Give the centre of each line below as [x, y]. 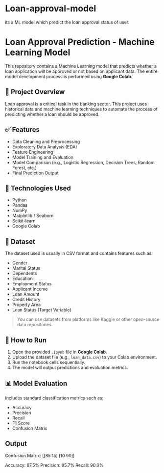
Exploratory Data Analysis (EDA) [45, 147]
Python [19, 200]
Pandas [20, 205]
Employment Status [32, 284]
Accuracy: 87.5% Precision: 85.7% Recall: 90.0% [54, 465]
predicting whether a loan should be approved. [52, 114]
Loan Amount [26, 294]
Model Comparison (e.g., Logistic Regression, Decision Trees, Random [83, 162]
